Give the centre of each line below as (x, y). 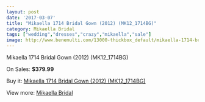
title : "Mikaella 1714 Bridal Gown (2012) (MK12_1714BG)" (81, 23)
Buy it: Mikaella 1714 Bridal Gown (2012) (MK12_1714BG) (76, 81)
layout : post (23, 12)
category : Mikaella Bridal (41, 29)
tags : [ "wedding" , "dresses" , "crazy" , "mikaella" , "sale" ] (79, 35)
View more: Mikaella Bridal (40, 93)
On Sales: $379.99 (30, 69)
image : (15, 40)
